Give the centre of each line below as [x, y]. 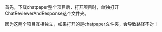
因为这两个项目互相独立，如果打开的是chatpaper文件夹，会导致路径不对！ [82, 24]
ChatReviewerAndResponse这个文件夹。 [47, 13]
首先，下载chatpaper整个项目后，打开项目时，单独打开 [62, 7]
